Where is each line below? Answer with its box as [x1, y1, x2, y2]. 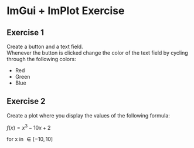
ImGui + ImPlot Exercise [6, 4, 125, 18]
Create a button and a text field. [6, 43, 84, 50]
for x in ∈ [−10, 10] [6, 136, 53, 143]
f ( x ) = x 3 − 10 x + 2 [6, 123, 51, 132]
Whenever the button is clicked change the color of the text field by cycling [6, 49, 188, 56]
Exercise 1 [6, 28, 45, 38]
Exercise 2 [6, 96, 46, 106]
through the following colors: [6, 56, 76, 62]
